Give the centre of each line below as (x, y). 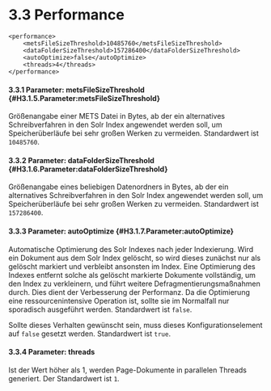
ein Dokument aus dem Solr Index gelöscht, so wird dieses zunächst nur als (135, 258)
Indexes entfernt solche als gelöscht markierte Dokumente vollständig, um (132, 275)
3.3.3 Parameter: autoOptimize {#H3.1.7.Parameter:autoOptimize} (121, 231)
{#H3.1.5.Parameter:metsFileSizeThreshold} (84, 98)
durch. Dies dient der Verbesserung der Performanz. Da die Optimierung (129, 292)
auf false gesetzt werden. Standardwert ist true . (90, 334)
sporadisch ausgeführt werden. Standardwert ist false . (100, 309)
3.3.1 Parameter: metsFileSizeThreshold (76, 90)
